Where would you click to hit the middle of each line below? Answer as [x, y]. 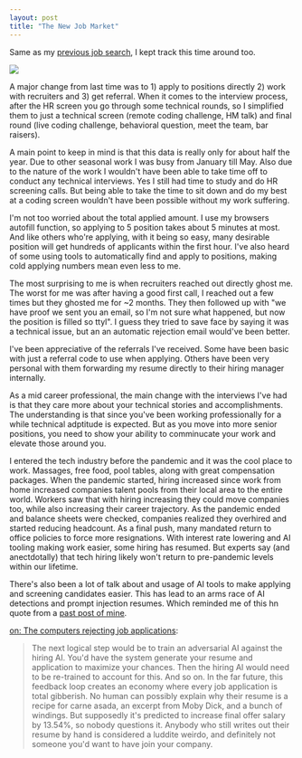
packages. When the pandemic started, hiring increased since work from [146, 479]
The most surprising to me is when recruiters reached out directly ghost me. [151, 283]
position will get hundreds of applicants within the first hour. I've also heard [149, 246]
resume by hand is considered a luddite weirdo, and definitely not [153, 734]
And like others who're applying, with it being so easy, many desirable [140, 237]
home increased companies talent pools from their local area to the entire [146, 489]
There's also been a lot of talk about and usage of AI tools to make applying [150, 583]
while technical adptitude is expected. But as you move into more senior [143, 424]
